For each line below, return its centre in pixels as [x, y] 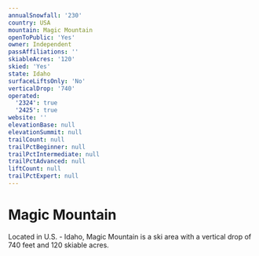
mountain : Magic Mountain [50, 30]
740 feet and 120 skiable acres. [59, 245]
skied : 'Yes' [29, 67]
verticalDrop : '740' [42, 88]
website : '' [27, 118]
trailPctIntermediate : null [54, 154]
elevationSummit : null [45, 132]
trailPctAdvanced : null [47, 162]
